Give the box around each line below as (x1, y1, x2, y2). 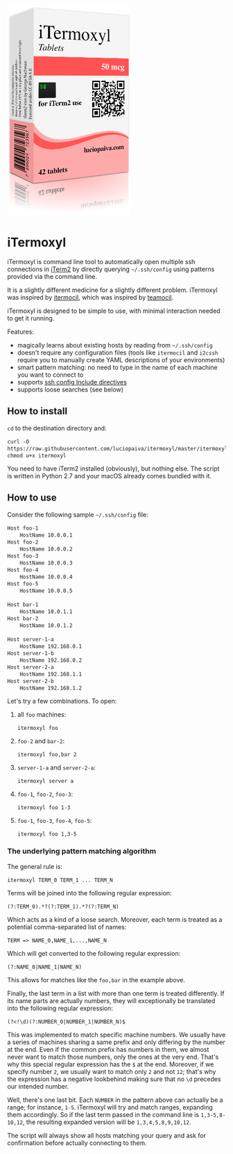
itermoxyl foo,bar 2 (17, 751, 77, 758)
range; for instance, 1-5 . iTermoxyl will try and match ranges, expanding (7, 1103, 213, 1111)
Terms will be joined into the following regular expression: (7, 888, 172, 897)
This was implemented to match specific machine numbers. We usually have (7, 1030, 226, 1039)
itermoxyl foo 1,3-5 (17, 830, 77, 838)
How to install (7, 405, 68, 417)
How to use (7, 492, 57, 504)
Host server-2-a (7, 663, 54, 671)
